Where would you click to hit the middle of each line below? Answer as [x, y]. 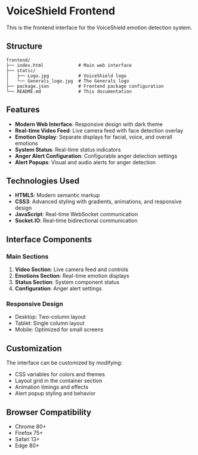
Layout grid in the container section [58, 381]
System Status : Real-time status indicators [68, 149]
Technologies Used [43, 181]
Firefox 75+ [29, 433]
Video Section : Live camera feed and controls [72, 269]
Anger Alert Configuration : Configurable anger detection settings [96, 156]
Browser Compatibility [49, 412]
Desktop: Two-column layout [50, 317]
